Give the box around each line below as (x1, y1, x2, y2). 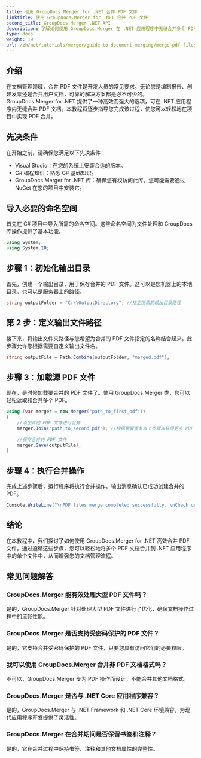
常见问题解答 (6, 571, 54, 582)
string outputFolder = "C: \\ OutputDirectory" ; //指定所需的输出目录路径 (6, 300, 181, 306)
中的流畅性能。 (11, 613, 48, 620)
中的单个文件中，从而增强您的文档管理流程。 (6, 552, 117, 559)
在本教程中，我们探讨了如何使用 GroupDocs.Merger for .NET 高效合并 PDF (6, 537, 190, 544)
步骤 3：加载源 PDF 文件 (6, 372, 96, 382)
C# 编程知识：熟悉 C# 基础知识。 (14, 169, 97, 176)
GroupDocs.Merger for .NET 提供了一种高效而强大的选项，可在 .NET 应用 (6, 98, 187, 105)
